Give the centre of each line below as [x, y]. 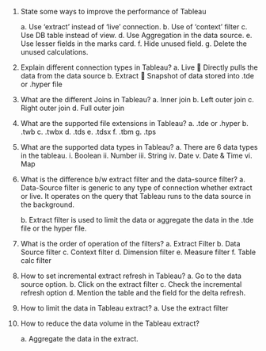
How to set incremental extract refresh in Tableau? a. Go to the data [131, 276]
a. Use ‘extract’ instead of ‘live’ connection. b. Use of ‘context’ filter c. [134, 27]
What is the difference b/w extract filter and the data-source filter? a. [133, 179]
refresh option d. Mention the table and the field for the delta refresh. [133, 293]
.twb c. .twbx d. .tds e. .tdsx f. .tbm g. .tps [88, 132]
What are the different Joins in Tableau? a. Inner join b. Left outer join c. [137, 99]
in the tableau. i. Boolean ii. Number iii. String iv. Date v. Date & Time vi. [136, 155]
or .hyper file [41, 84]
